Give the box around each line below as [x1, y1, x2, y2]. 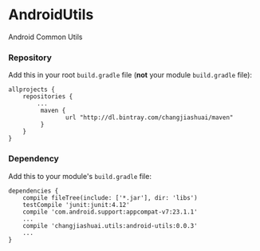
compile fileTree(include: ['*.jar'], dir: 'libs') [22, 193, 198, 201]
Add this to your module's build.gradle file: [8, 171, 152, 181]
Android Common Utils [8, 32, 83, 42]
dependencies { [8, 186, 59, 195]
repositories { [22, 93, 73, 101]
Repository [8, 52, 52, 63]
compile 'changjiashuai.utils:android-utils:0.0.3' [22, 221, 198, 229]
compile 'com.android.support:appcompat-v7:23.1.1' [22, 208, 198, 216]
